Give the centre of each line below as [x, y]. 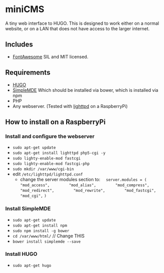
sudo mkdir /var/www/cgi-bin [43, 169]
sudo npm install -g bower [41, 231]
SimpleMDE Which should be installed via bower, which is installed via [85, 90]
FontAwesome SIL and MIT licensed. [50, 57]
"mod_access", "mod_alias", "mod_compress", [85, 185]
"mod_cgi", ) [33, 196]
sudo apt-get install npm [40, 226]
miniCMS [25, 9]
